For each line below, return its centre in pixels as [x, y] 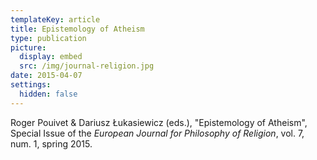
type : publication [48, 38]
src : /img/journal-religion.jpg [87, 66]
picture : [28, 47]
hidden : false [48, 94]
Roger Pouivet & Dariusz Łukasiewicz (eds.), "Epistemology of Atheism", [159, 122]
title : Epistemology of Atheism [77, 29]
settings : [31, 85]
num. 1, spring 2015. [51, 143]
